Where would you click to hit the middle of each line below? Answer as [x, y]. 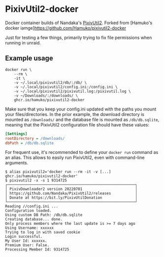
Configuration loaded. [28, 211]
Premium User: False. [27, 245]
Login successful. [24, 237]
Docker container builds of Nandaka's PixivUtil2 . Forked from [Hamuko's [79, 23]
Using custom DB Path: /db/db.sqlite [44, 215]
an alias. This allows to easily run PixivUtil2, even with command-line [75, 158]
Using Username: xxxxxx [30, 228]
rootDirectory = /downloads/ [35, 138]
